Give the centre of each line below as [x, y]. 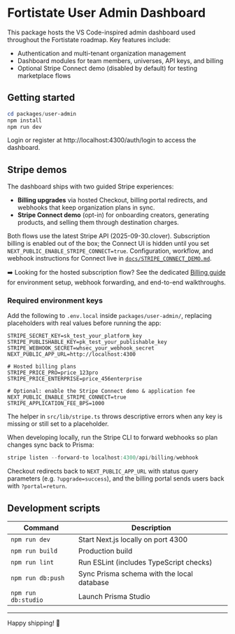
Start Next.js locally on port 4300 [133, 539]
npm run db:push [38, 578]
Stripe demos [37, 170]
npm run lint [33, 563]
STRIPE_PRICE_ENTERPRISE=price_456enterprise [74, 379]
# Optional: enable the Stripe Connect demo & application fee [101, 391]
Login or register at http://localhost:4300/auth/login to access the [102, 140]
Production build [105, 551]
